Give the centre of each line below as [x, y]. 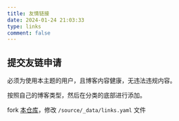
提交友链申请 [34, 63]
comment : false [29, 33]
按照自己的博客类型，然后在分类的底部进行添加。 [76, 95]
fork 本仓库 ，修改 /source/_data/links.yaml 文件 [76, 110]
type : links [24, 26]
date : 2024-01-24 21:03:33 [46, 20]
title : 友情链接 [28, 13]
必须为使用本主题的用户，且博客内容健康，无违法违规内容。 [92, 81]
